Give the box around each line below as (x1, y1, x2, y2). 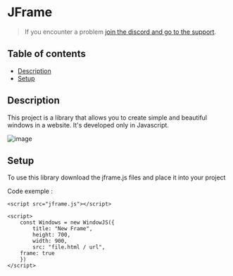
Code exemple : (7, 187, 53, 196)
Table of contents (7, 48, 86, 60)
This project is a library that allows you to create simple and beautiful (7, 113, 208, 122)
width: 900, (32, 237, 68, 245)
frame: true (20, 250, 55, 257)
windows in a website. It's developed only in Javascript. (7, 120, 169, 129)
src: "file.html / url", (32, 244, 106, 251)
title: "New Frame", (32, 225, 93, 232)
